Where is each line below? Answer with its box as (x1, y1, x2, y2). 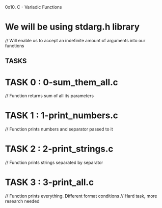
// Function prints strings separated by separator (5, 159, 104, 166)
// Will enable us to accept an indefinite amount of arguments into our (5, 37, 146, 43)
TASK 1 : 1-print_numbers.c (5, 110, 119, 121)
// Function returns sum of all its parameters (5, 93, 94, 99)
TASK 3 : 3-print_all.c (5, 177, 94, 188)
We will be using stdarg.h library (5, 22, 140, 32)
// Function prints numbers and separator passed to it (5, 126, 113, 132)
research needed (5, 198, 40, 204)
